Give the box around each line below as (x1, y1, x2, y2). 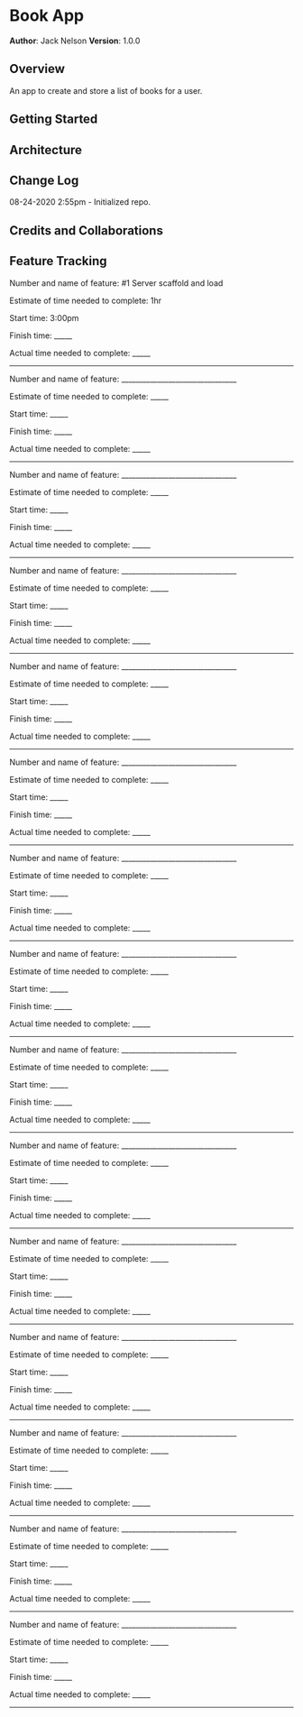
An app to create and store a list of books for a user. (9, 85, 203, 96)
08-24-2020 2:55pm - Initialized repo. (9, 197, 151, 207)
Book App (9, 5, 84, 26)
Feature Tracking (9, 253, 107, 269)
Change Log (9, 172, 79, 188)
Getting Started (9, 112, 98, 127)
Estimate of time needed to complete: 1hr (9, 295, 162, 306)
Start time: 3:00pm (9, 312, 79, 323)
